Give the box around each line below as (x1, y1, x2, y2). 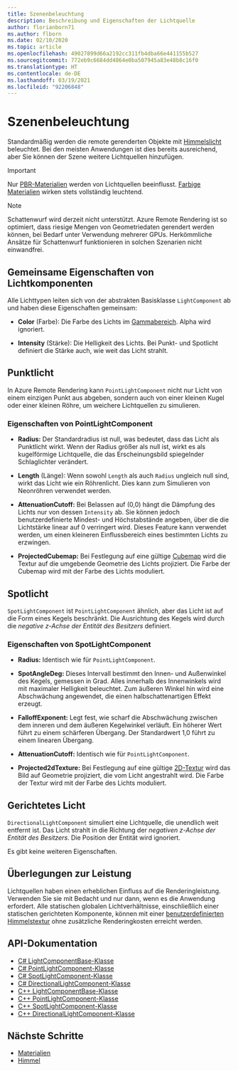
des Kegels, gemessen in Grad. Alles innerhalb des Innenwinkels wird (17, 677, 222, 685)
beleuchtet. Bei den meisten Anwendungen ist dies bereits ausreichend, (7, 145, 218, 154)
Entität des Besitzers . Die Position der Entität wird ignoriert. (7, 833, 181, 842)
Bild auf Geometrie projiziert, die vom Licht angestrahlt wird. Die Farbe (17, 771, 225, 780)
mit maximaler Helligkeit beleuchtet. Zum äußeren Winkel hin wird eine (17, 685, 224, 693)
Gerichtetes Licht (7, 799, 86, 811)
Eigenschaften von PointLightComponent (7, 418, 153, 428)
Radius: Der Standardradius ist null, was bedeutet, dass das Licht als (17, 435, 220, 443)
